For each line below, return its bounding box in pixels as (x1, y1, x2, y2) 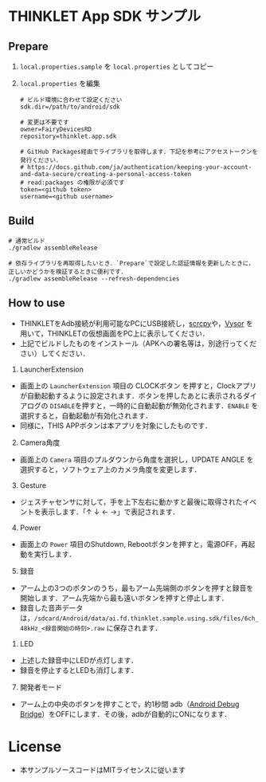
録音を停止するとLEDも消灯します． (19, 665, 138, 674)
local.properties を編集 (19, 79, 101, 88)
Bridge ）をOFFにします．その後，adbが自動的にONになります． (19, 709, 232, 718)
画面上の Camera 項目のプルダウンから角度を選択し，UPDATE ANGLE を (19, 454, 254, 464)
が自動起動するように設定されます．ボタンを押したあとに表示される (19, 391, 244, 400)
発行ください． (19, 156, 62, 164)
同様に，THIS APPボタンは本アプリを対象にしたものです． (19, 420, 213, 430)
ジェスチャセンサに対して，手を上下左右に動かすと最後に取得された (19, 497, 243, 506)
